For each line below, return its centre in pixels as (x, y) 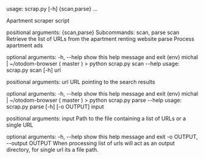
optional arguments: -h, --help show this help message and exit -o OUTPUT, (102, 137)
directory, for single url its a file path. (52, 150)
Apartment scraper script (38, 20)
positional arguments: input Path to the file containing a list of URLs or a (96, 118)
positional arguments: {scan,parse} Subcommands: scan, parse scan (93, 32)
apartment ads (25, 45)
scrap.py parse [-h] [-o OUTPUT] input (55, 107)
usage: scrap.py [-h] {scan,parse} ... (52, 9)
